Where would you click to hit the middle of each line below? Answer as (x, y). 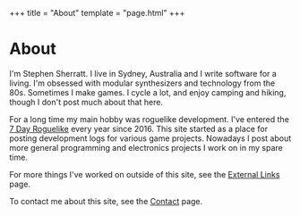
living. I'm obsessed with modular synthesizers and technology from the (142, 83)
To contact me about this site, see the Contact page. (106, 201)
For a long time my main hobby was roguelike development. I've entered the (149, 119)
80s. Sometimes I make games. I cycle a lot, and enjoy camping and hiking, (148, 92)
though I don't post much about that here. (86, 102)
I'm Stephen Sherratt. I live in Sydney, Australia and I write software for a (143, 73)
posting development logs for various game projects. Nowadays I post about (150, 138)
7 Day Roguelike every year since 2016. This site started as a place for (139, 128)
